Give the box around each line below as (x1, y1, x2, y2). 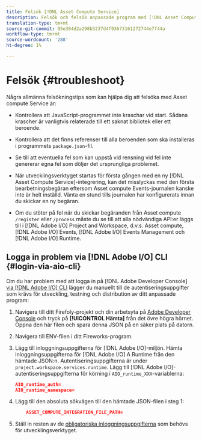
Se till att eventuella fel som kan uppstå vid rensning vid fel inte (14, 154, 171, 161)
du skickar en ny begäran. (14, 197, 80, 204)
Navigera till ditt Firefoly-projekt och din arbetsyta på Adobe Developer (14, 308, 191, 316)
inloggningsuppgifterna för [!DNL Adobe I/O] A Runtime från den (14, 350, 175, 358)
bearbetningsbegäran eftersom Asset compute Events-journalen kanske (14, 185, 194, 192)
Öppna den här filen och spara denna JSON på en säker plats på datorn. (14, 321, 194, 328)
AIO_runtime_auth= (14, 381, 61, 388)
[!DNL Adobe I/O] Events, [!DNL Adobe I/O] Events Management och (14, 228, 185, 235)
